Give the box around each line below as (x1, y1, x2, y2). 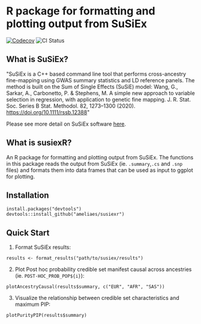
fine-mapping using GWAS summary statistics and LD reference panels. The (6, 76, 195, 84)
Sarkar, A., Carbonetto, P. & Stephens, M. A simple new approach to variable (6, 89, 195, 97)
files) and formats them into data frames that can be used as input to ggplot (6, 167, 193, 174)
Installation (6, 190, 49, 200)
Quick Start (6, 227, 50, 238)
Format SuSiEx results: (14, 243, 71, 251)
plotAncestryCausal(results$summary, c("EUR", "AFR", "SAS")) (6, 284, 165, 290)
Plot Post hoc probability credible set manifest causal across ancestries (14, 266, 192, 273)
